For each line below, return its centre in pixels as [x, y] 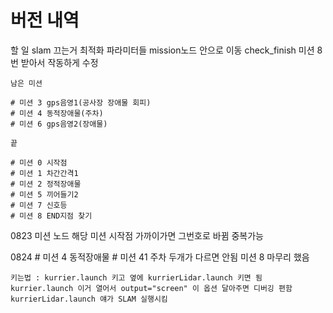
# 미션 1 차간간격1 [44, 173]
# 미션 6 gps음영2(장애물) [59, 124]
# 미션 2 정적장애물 [46, 184]
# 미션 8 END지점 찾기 [51, 216]
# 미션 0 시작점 [39, 162]
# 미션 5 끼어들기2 [44, 194]
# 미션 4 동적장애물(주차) [57, 113]
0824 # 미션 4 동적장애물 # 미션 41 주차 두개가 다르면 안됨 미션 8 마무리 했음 [160, 257]
